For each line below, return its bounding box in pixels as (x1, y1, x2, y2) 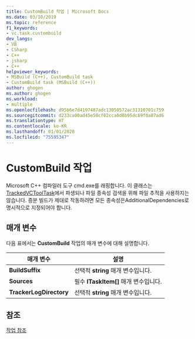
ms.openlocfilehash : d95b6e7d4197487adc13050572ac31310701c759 (6, 107, 164, 113)
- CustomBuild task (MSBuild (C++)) (6, 80, 96, 86)
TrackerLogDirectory (9, 288, 69, 296)
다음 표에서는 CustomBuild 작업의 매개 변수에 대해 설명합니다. (6, 239, 150, 247)
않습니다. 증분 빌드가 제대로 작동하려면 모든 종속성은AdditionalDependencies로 (6, 196, 190, 203)
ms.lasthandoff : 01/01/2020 (6, 129, 75, 135)
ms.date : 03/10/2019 (6, 14, 57, 20)
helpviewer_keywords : (6, 69, 59, 75)
